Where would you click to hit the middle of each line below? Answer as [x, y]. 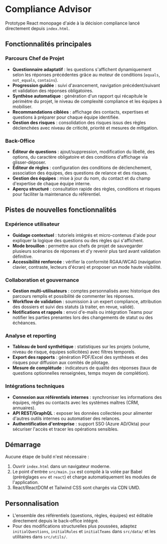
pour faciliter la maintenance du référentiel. [57, 194]
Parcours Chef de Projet [35, 59]
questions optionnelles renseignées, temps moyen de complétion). [81, 373]
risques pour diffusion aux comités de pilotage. [61, 363]
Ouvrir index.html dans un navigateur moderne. [61, 466]
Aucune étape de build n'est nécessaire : [47, 457]
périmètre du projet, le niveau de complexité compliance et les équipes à [87, 101]
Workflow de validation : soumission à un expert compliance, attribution [87, 301]
